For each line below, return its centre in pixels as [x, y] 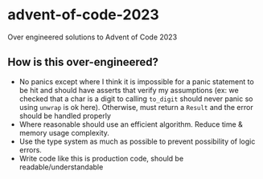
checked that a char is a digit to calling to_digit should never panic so [136, 99]
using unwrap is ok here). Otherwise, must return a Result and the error [136, 107]
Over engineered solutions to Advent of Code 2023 [92, 37]
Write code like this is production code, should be [101, 158]
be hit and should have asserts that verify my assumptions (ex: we [129, 90]
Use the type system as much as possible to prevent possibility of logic [137, 141]
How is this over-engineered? [83, 62]
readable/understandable [61, 167]
